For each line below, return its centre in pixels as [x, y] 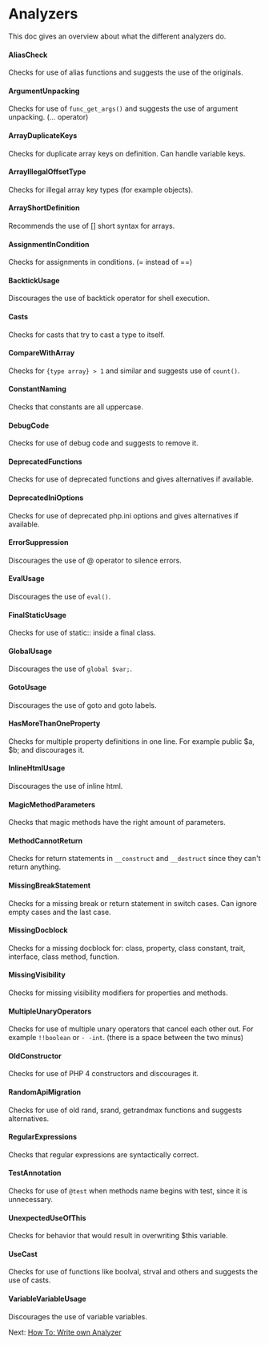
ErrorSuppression [38, 542]
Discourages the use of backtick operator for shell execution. [109, 299]
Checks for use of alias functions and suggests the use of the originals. [126, 72]
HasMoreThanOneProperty [54, 724]
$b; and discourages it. [46, 750]
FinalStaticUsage [37, 615]
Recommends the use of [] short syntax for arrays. [92, 226]
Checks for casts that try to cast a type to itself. [87, 335]
